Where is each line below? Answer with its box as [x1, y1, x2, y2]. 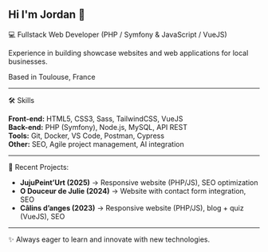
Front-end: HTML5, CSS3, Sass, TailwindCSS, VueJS [8, 113, 183, 124]
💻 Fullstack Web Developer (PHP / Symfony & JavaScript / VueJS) [8, 30, 227, 39]
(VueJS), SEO [19, 211, 65, 221]
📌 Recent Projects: [8, 162, 69, 171]
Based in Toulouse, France [8, 72, 96, 81]
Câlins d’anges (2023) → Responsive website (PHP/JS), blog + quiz [19, 203, 245, 212]
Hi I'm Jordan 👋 [8, 8, 85, 22]
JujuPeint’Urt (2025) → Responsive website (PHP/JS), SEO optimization [19, 177, 258, 187]
